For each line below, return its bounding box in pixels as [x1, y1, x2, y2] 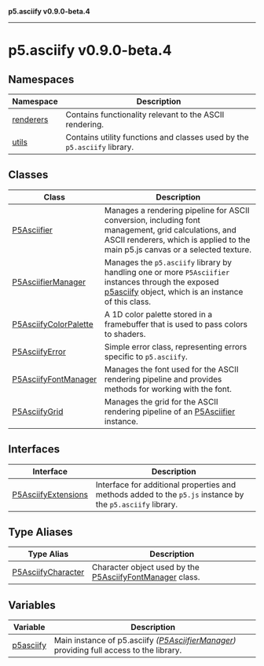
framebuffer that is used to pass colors [104, 318, 247, 329]
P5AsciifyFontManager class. [91, 572, 200, 583]
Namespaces [8, 72, 75, 86]
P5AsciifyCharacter [12, 567, 85, 578]
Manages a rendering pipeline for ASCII [104, 204, 250, 215]
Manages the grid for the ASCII [104, 396, 218, 407]
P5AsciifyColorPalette [12, 318, 93, 329]
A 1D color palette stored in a [104, 309, 213, 320]
